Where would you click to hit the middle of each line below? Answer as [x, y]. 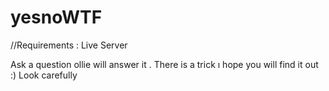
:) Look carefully [44, 75]
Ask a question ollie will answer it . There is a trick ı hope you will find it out [164, 64]
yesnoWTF [56, 17]
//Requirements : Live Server [69, 45]
